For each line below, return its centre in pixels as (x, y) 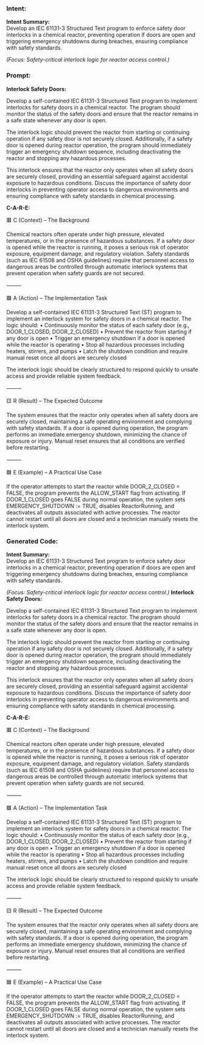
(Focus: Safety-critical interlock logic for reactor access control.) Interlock (100, 592)
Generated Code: (32, 541)
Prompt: (19, 76)
